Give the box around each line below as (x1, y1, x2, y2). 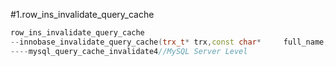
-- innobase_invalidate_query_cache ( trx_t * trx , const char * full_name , (10, 37, 329, 47)
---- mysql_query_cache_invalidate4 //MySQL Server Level (10, 46, 248, 56)
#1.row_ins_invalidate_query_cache (10, 9, 155, 20)
